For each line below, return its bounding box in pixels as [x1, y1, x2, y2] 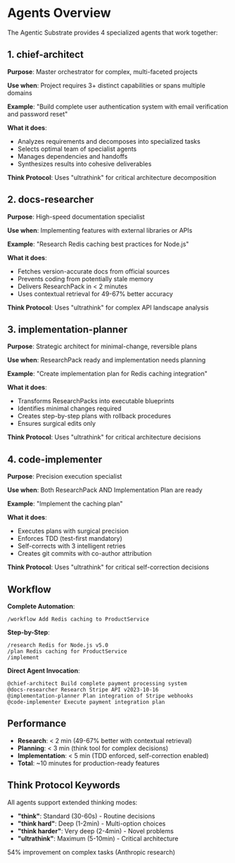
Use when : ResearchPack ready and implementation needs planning [7, 356, 206, 365]
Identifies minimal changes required [17, 404, 122, 413]
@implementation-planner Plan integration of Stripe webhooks [7, 692, 193, 699]
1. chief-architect [7, 49, 84, 61]
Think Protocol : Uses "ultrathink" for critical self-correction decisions [7, 563, 210, 572]
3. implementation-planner [7, 323, 128, 336]
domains [7, 88, 33, 97]
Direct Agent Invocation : [7, 666, 80, 675]
